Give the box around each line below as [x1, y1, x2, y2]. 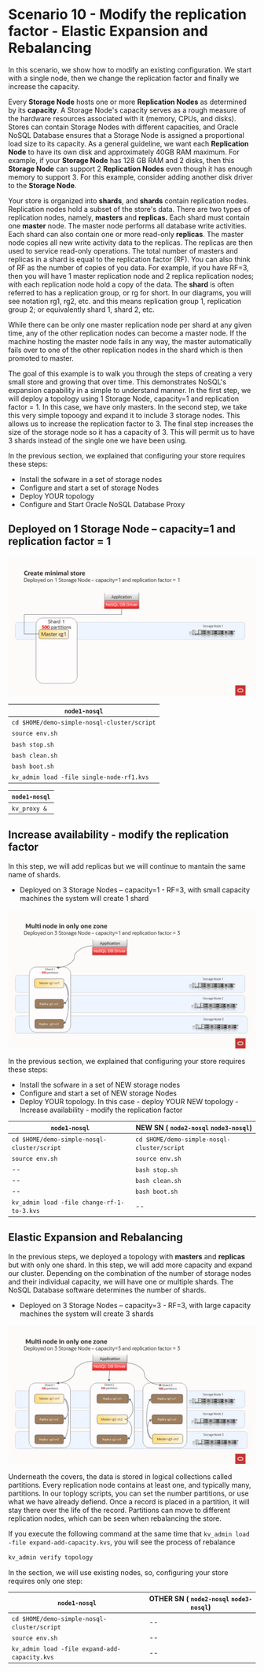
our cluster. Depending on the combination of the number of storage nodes [8, 1268, 251, 1277]
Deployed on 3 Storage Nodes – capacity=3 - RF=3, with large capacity [19, 1300, 251, 1310]
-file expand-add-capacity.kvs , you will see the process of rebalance [8, 1537, 236, 1547]
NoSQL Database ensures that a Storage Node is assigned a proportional [8, 130, 245, 139]
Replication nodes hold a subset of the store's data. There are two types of [8, 204, 251, 213]
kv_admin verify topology [8, 1554, 93, 1562]
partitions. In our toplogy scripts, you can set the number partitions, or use [8, 1488, 249, 1498]
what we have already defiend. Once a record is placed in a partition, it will [8, 1497, 250, 1507]
